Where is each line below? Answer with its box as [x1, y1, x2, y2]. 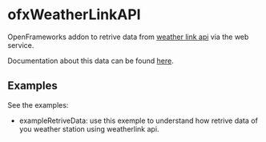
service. [7, 40, 34, 49]
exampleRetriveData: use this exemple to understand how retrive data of [18, 116, 258, 125]
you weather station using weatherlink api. [18, 124, 159, 133]
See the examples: [7, 100, 69, 109]
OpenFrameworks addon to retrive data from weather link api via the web [7, 32, 249, 41]
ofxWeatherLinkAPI [7, 6, 141, 24]
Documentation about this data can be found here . [7, 56, 174, 65]
